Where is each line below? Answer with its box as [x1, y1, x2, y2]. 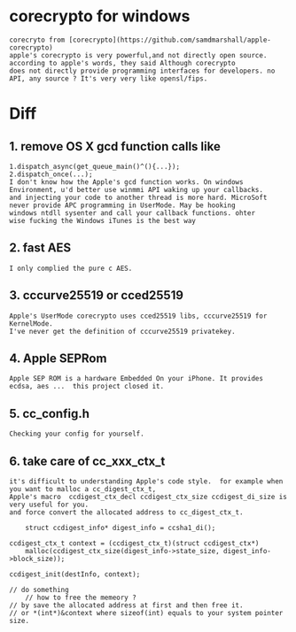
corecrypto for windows [9, 6, 191, 27]
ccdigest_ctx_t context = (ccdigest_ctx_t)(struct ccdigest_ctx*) [9, 539, 260, 548]
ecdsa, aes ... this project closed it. [9, 382, 165, 391]
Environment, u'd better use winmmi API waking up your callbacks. [9, 185, 264, 194]
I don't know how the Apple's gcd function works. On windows [9, 177, 244, 187]
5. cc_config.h [9, 405, 90, 421]
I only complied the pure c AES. [9, 264, 133, 273]
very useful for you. [9, 500, 90, 509]
